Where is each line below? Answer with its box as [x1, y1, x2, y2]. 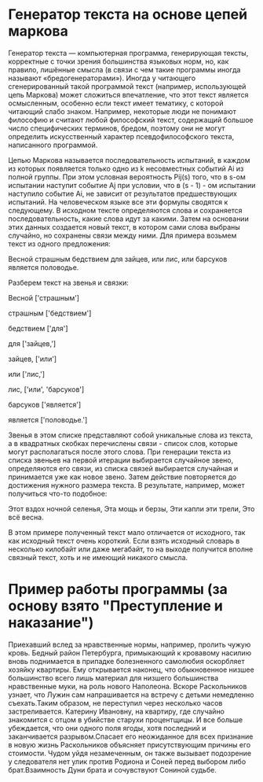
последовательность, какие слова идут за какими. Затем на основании [8, 214, 249, 223]
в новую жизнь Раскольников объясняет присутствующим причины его [8, 740, 251, 749]
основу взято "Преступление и [8, 597, 224, 615]
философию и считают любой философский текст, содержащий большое [8, 115, 254, 124]
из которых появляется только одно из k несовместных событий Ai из [8, 164, 244, 173]
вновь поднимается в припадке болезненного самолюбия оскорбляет [8, 656, 245, 666]
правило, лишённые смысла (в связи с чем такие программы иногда [8, 65, 241, 74]
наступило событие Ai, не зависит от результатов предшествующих [8, 189, 238, 198]
